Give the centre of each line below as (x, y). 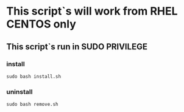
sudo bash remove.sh (33, 105)
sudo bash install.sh (34, 76)
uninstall (19, 91)
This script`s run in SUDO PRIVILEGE (77, 47)
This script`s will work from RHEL (92, 11)
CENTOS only (41, 24)
